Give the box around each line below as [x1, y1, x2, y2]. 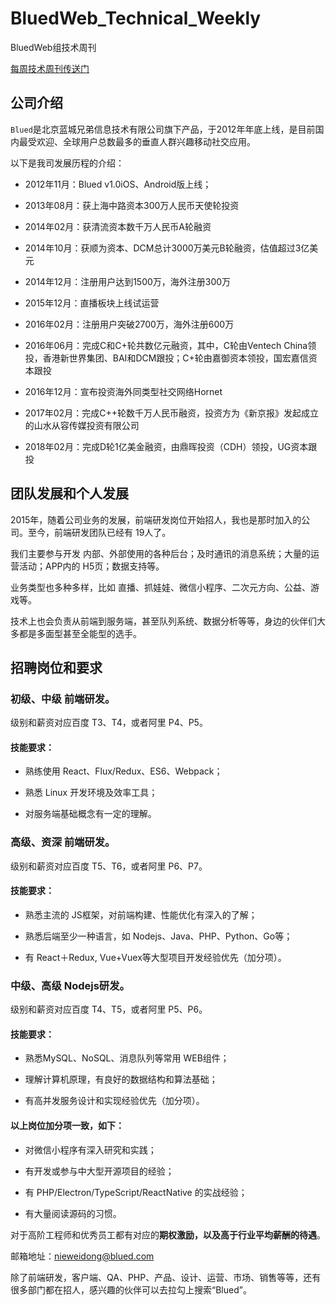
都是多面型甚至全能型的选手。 [18, 627, 142, 639]
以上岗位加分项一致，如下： [10, 1120, 125, 1132]
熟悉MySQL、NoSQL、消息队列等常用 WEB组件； [24, 1052, 230, 1064]
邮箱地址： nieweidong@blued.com [10, 1250, 155, 1262]
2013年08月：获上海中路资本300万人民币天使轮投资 [24, 199, 240, 211]
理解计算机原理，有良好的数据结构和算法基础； [24, 1073, 218, 1086]
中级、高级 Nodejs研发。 [10, 978, 130, 992]
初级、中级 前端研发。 [10, 692, 116, 706]
